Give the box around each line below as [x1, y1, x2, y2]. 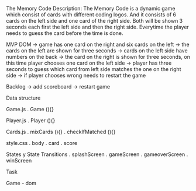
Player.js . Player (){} [6, 117, 56, 124]
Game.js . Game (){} [6, 106, 54, 112]
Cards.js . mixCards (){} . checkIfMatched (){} [6, 128, 116, 135]
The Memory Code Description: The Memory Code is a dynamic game [6, 5, 176, 12]
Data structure [6, 94, 41, 101]
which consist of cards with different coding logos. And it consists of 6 [6, 11, 177, 18]
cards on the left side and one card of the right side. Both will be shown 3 [6, 17, 183, 24]
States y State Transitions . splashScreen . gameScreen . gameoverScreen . [6, 151, 188, 158]
